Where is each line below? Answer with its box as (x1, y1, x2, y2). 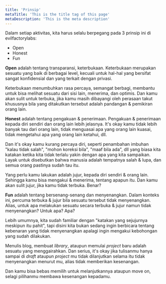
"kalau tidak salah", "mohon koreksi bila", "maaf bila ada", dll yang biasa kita (5, 147, 161, 153)
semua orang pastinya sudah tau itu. (5, 162, 80, 169)
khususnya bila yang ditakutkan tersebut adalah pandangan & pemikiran (5, 101, 153, 107)
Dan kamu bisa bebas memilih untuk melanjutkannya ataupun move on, (5, 268, 151, 274)
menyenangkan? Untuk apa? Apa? (5, 208, 76, 214)
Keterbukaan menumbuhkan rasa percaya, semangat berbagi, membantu (5, 85, 155, 91)
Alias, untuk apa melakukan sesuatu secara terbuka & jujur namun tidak (5, 203, 152, 209)
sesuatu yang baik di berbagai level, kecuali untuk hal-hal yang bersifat (5, 70, 151, 76)
